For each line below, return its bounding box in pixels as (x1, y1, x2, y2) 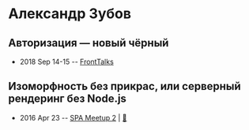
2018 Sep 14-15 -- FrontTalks (19, 57, 115, 66)
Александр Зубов (8, 5, 132, 23)
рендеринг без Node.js (8, 92, 126, 106)
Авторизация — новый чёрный (8, 36, 169, 50)
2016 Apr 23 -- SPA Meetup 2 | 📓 (19, 113, 127, 122)
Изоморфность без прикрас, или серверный (8, 80, 241, 93)
